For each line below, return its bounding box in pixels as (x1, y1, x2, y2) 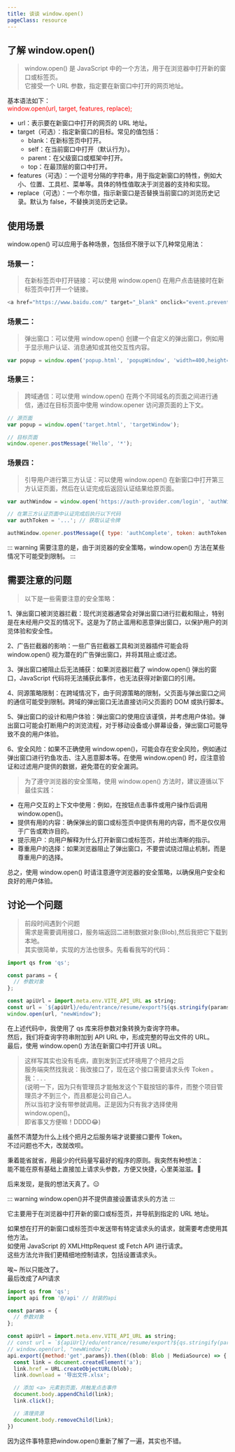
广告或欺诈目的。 (23, 827, 73, 835)
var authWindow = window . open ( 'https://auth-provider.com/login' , (7, 498, 205, 505)
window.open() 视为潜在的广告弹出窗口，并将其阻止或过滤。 (7, 650, 180, 658)
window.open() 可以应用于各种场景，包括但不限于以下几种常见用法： (7, 240, 205, 248)
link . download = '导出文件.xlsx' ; (13, 1372, 110, 1379)
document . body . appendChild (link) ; (13, 1391, 114, 1398)
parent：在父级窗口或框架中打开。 (27, 154, 127, 162)
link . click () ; (13, 1397, 55, 1404)
